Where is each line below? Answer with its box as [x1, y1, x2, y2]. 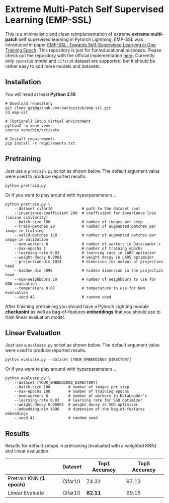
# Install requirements [5, 136, 55, 141]
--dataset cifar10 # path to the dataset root [14, 206, 141, 211]
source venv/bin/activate [5, 127, 59, 132]
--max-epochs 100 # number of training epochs [14, 389, 129, 394]
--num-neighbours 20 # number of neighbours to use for [14, 277, 156, 282]
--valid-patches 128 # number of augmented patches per [14, 232, 156, 238]
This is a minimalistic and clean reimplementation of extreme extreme [5, 31, 150, 37]
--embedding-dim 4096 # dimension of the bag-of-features [14, 407, 145, 412]
